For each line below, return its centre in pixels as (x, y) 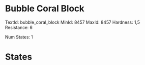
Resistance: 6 (19, 27)
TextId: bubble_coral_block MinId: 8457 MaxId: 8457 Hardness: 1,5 (72, 22)
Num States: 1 (19, 37)
